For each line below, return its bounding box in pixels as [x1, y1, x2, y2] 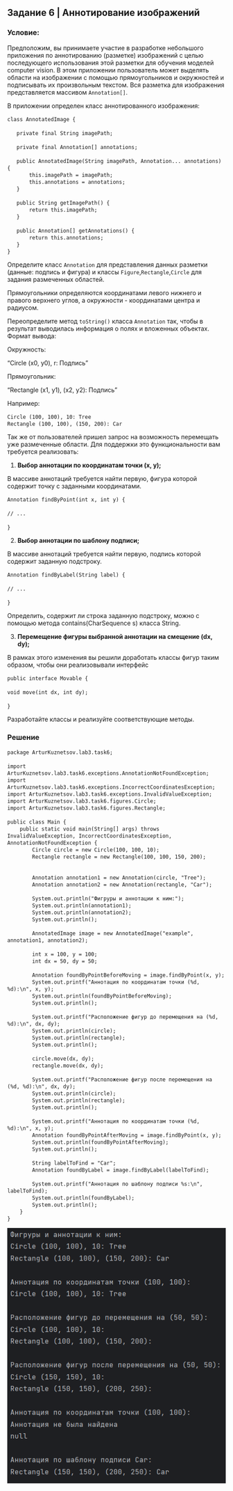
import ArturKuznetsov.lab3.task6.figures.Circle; [7, 798, 157, 805]
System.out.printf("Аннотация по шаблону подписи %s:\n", [32, 1181, 203, 1188]
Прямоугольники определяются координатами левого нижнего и [7, 288, 202, 297]
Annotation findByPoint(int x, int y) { [7, 496, 126, 503]
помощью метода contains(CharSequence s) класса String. [7, 619, 181, 627]
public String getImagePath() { [16, 199, 110, 206]
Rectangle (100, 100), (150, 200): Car [7, 420, 123, 427]
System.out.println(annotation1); [32, 902, 132, 909]
